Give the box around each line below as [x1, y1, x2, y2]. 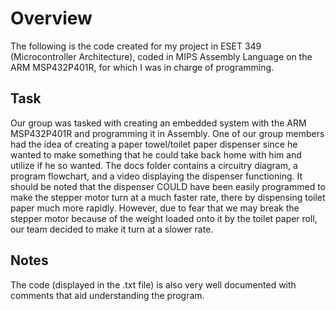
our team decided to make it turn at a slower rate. [10, 223, 214, 235]
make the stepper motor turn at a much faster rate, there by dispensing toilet [10, 191, 326, 203]
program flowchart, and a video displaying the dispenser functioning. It [10, 170, 303, 182]
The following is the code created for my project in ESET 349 [10, 40, 262, 52]
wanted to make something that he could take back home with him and [10, 148, 302, 161]
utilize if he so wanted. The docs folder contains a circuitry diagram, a [10, 159, 298, 171]
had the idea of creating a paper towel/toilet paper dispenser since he [10, 138, 298, 150]
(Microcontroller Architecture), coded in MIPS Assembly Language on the [10, 50, 313, 62]
